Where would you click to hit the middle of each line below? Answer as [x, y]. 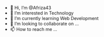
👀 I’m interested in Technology [42, 13]
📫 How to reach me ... [33, 29]
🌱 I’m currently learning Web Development [54, 18]
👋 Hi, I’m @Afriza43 [31, 8]
